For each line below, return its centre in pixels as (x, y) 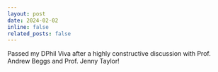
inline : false (28, 27)
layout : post (27, 14)
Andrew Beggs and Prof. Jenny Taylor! (64, 61)
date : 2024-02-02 (33, 20)
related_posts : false (39, 34)
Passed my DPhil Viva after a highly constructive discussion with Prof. (109, 54)
